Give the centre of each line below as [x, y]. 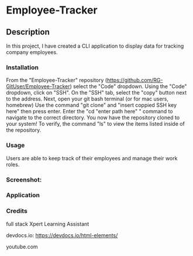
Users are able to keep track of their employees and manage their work [92, 158]
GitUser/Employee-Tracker [38, 86]
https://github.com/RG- [135, 80]
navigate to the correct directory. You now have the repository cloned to [93, 117]
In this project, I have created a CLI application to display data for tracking [95, 46]
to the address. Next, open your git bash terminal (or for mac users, [87, 99]
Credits [17, 211]
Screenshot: [24, 180]
